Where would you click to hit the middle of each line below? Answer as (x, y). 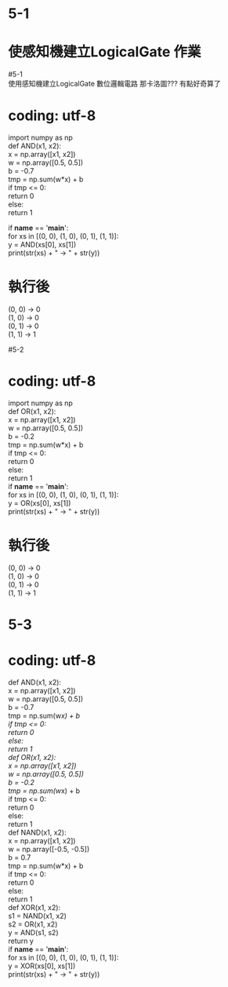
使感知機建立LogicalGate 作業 (105, 52)
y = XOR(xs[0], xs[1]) (42, 966)
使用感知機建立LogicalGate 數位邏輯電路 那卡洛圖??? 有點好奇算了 (114, 84)
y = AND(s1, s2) (33, 932)
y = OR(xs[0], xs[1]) (40, 503)
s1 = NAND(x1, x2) (37, 916)
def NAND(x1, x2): (37, 832)
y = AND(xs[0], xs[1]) (42, 245)
